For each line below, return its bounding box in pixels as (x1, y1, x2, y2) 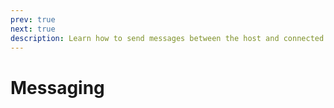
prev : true (10, 14, 56, 25)
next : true (10, 24, 56, 34)
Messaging (10, 76, 105, 99)
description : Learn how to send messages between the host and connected (10, 33, 325, 43)
